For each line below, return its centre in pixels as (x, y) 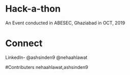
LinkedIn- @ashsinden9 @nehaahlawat (46, 57)
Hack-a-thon (33, 9)
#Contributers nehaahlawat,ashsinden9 (47, 67)
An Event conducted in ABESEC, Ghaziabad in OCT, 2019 (65, 23)
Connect (24, 43)
